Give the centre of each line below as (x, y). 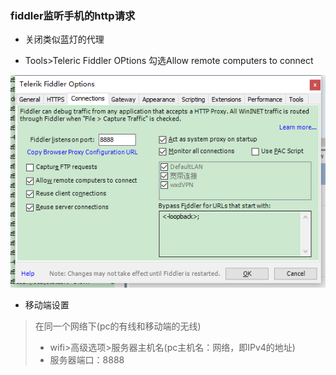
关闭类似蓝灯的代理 (64, 39)
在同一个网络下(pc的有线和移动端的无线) (118, 326)
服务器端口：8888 (87, 359)
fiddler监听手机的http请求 (73, 15)
